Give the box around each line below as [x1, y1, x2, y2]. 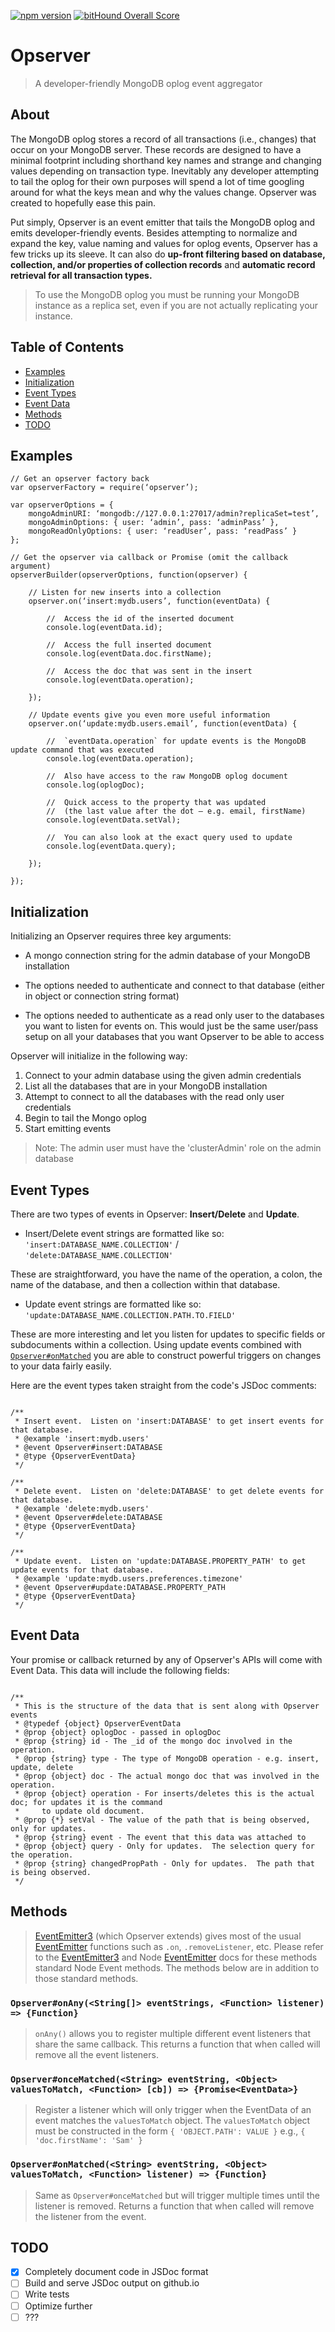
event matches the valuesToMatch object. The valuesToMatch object [34, 2115, 311, 2127]
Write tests [24, 2288, 70, 2300]
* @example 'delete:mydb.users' [14, 1504, 150, 1514]
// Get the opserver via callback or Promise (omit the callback [10, 553, 288, 563]
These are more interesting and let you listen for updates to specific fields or [10, 1328, 326, 1340]
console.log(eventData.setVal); [46, 815, 182, 825]
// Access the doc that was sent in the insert [46, 666, 253, 677]
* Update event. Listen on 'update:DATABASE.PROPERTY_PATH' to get [14, 1556, 307, 1566]
